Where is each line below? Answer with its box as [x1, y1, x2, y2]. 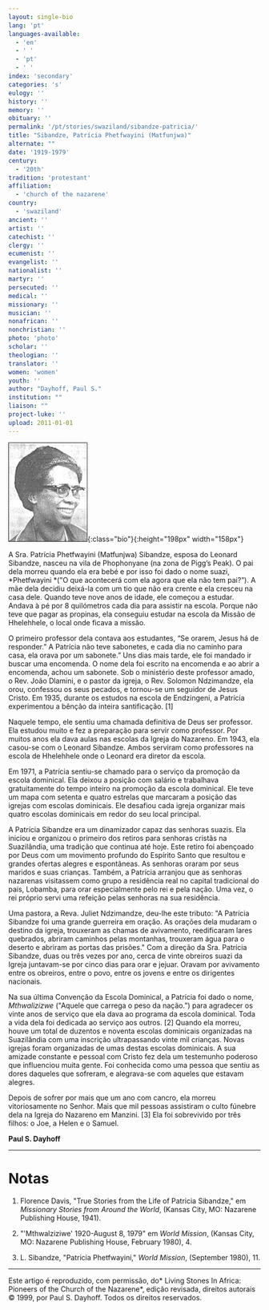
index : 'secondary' [8, 72, 74, 80]
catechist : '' [8, 232, 56, 241]
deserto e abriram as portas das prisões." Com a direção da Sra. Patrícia [8, 942, 247, 952]
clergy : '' [8, 241, 45, 249]
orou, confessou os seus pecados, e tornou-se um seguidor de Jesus [8, 684, 239, 693]
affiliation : [8, 182, 52, 190]
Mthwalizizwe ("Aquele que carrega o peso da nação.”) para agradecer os [8, 1001, 254, 1010]
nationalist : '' [8, 267, 62, 275]
